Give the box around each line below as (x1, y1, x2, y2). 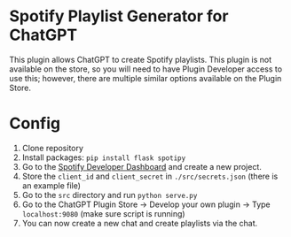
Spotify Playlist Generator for (9, 6, 229, 27)
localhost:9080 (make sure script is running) (21, 208, 185, 218)
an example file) (21, 180, 82, 191)
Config (9, 113, 60, 134)
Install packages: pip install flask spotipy (21, 152, 186, 163)
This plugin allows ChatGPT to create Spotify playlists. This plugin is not (9, 54, 272, 65)
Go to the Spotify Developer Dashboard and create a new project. (21, 161, 262, 172)
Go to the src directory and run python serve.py (21, 189, 198, 200)
